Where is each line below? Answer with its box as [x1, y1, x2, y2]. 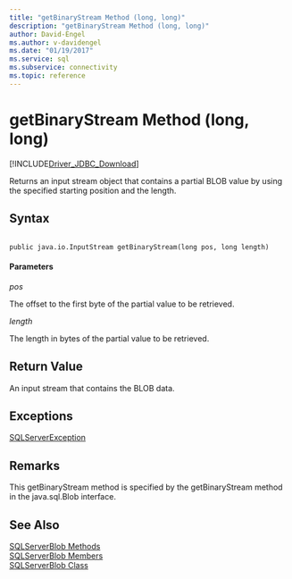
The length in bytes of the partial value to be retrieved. [9, 332, 210, 344]
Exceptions [9, 408, 73, 424]
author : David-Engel [9, 29, 87, 38]
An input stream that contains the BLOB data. [9, 382, 176, 393]
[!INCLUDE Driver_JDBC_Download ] [9, 158, 140, 169]
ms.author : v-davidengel [9, 38, 102, 47]
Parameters [9, 261, 54, 273]
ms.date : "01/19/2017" [9, 46, 94, 55]
